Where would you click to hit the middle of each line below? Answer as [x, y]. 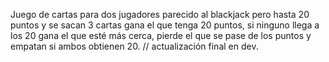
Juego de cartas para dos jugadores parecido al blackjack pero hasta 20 [160, 14]
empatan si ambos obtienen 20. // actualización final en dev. [134, 46]
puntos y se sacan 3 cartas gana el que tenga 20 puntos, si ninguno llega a [165, 25]
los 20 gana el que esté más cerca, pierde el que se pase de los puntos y [161, 35]
